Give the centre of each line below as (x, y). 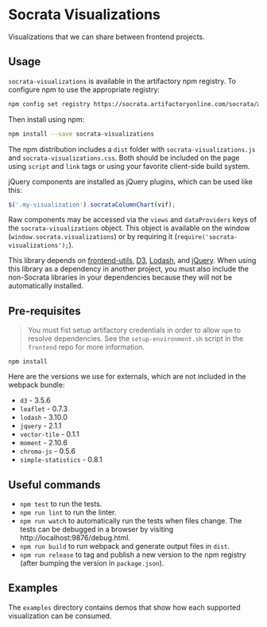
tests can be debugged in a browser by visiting (97, 529)
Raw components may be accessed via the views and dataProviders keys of (132, 220)
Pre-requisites (44, 311)
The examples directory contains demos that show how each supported (124, 607)
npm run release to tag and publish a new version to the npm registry (133, 555)
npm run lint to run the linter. (68, 512)
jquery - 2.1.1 (41, 426)
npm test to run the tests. (61, 504)
